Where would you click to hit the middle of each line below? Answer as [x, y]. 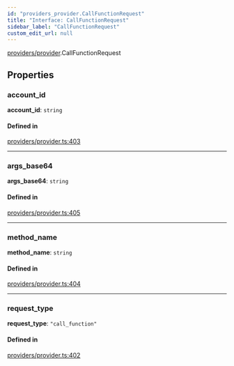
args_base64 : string [38, 181]
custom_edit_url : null [40, 33]
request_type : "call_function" [52, 323]
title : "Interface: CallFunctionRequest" [68, 20]
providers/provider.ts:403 [44, 142]
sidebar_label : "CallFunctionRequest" [63, 26]
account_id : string [35, 109]
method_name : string [40, 252]
